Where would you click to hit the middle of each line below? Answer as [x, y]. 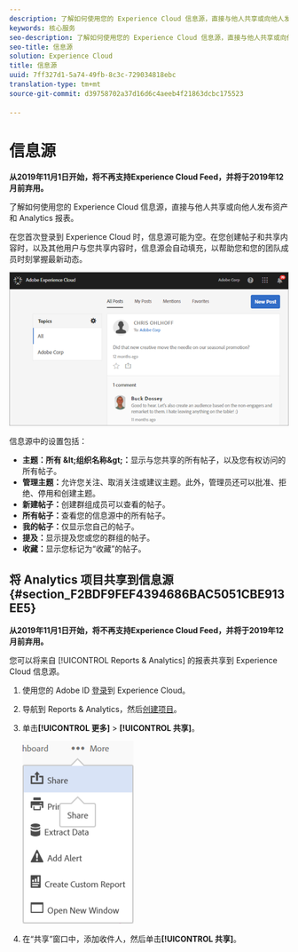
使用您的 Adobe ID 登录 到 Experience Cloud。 [106, 690]
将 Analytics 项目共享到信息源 [92, 579]
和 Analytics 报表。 [44, 218]
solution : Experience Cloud [61, 56]
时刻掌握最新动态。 [51, 259]
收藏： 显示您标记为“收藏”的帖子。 [84, 549]
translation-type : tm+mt [55, 84]
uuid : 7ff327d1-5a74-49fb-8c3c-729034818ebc [93, 75]
